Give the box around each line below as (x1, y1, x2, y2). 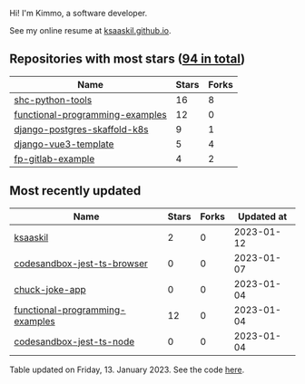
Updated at (237, 210, 288, 223)
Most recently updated (9, 183, 142, 198)
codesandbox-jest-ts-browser (14, 257, 148, 270)
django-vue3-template (14, 138, 114, 150)
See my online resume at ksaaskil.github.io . (9, 25, 172, 35)
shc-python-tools (14, 93, 93, 106)
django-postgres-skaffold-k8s (14, 122, 149, 135)
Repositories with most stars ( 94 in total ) (9, 52, 246, 67)
